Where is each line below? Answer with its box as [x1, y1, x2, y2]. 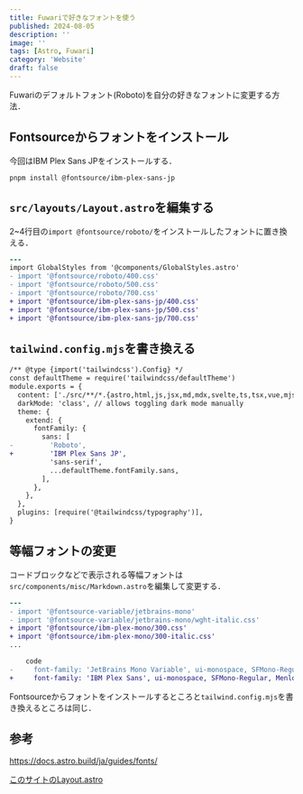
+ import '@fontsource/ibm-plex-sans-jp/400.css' [9, 297, 200, 306]
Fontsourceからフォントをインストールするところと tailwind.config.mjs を [9, 691, 286, 702]
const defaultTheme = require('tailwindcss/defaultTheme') [9, 374, 236, 383]
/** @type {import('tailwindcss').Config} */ [9, 365, 183, 374]
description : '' [9, 30, 70, 39]
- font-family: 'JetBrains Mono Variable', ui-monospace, [9, 665, 248, 674]
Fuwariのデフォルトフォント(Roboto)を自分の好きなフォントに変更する [9, 89, 272, 100]
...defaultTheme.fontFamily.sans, [49, 466, 179, 475]
